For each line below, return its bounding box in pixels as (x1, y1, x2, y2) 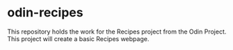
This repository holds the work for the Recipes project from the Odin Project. (7, 27, 227, 36)
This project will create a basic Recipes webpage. (7, 34, 150, 42)
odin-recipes (7, 5, 83, 21)
